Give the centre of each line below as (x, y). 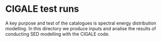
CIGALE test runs (42, 9)
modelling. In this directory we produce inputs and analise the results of (81, 28)
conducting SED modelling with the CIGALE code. (57, 34)
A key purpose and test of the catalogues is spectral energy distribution (81, 23)
